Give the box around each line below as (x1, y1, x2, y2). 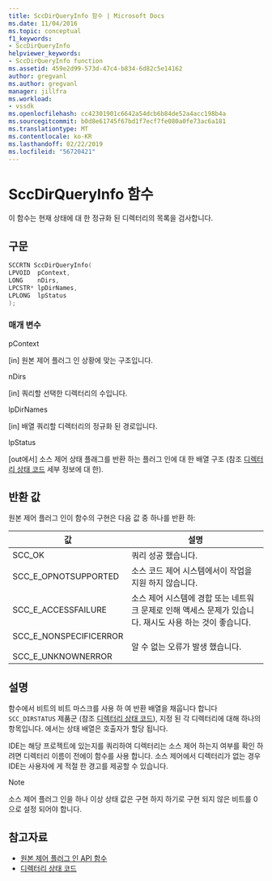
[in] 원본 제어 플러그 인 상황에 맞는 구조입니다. (8, 355, 154, 365)
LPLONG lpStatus (8, 291, 67, 300)
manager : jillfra (8, 87, 67, 96)
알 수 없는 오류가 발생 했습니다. (130, 641, 242, 652)
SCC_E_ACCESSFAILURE (12, 605, 107, 616)
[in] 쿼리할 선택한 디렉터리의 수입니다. (8, 388, 128, 398)
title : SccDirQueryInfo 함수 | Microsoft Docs (8, 11, 165, 20)
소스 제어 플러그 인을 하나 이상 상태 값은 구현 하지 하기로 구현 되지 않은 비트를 (8, 794, 253, 804)
